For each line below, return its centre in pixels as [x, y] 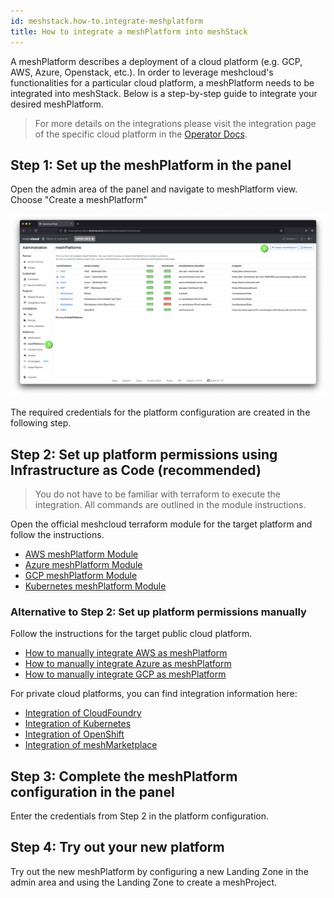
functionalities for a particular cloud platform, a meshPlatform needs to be [162, 82]
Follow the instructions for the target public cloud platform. [131, 634]
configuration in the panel [92, 791]
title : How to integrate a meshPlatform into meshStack [129, 31]
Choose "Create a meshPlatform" [79, 200]
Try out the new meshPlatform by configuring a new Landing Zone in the [159, 871]
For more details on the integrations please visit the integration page [175, 123]
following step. [41, 423]
